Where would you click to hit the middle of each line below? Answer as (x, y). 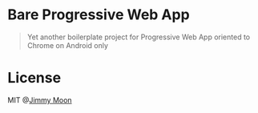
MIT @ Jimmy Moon (40, 100)
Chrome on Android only (68, 45)
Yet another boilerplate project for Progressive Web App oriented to (138, 37)
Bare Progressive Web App (99, 15)
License (34, 78)
